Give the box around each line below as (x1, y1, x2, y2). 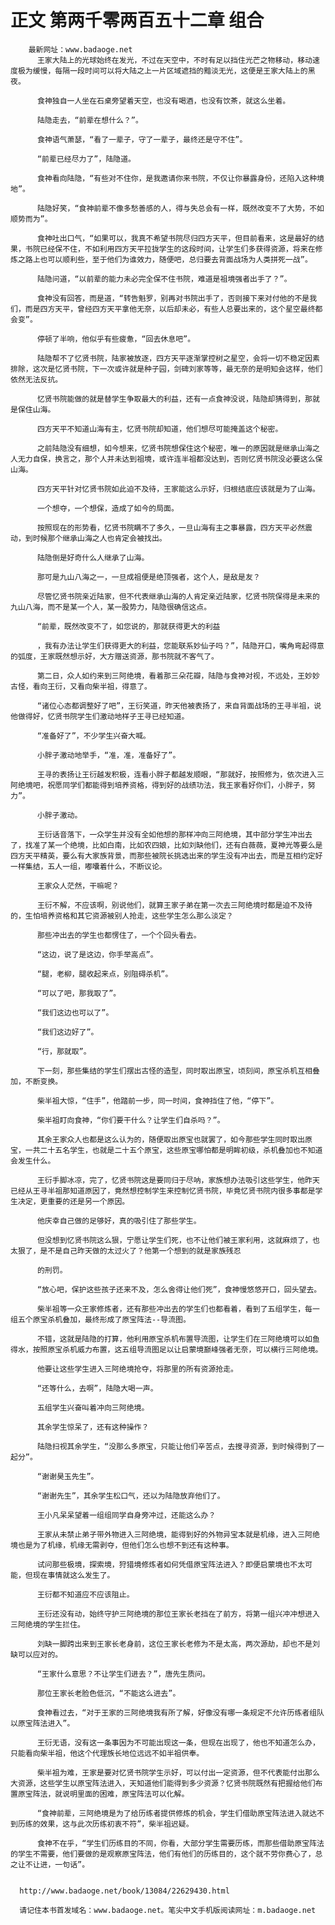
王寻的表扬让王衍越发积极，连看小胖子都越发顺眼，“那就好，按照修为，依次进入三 (36, 769, 325, 780)
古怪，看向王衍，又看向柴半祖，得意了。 (10, 681, 152, 691)
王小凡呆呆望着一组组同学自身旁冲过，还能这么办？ (36, 1510, 217, 1520)
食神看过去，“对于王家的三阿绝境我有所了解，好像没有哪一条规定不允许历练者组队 (36, 1707, 325, 1718)
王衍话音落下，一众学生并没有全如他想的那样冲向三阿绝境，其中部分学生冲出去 (36, 829, 313, 840)
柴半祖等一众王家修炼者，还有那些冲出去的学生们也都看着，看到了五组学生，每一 (36, 1304, 320, 1314)
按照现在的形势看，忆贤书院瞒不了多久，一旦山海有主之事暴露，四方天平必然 (36, 522, 306, 533)
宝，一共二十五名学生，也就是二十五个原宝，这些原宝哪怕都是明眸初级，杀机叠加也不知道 (10, 1145, 323, 1155)
